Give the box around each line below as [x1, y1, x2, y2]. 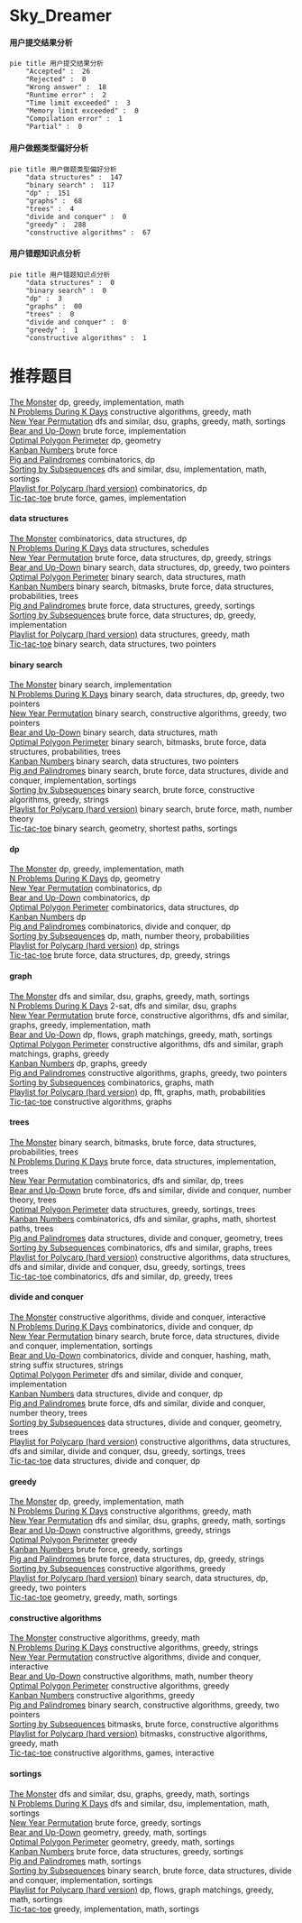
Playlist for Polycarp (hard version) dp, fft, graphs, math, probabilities [9, 1086, 266, 1097]
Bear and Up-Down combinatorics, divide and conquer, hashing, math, [9, 1349, 271, 1360]
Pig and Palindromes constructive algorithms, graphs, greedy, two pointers [9, 1067, 288, 1078]
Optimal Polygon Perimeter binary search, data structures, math [9, 571, 246, 582]
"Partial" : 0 [25, 123, 83, 132]
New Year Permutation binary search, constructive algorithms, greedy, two [9, 708, 287, 719]
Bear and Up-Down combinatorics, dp [9, 892, 151, 903]
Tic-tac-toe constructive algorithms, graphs [9, 1096, 173, 1107]
